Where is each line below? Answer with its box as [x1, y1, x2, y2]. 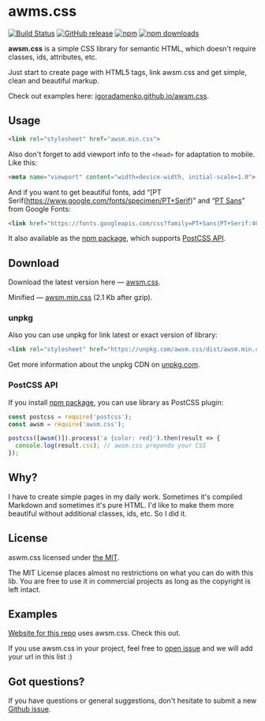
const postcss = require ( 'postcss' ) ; [8, 413, 132, 421]
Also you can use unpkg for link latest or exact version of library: [8, 330, 218, 340]
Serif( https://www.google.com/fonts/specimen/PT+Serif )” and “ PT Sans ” [8, 196, 245, 205]
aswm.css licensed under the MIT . [8, 552, 120, 562]
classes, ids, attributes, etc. [8, 52, 98, 62]
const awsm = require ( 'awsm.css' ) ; [8, 420, 125, 428]
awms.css [8, 2, 77, 21]
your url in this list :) [8, 652, 73, 662]
